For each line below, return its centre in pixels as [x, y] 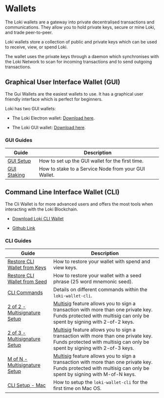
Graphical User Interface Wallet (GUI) [63, 82]
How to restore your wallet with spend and [102, 261]
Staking [16, 175]
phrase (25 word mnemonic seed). [93, 282]
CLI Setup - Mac [27, 385]
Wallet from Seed [27, 282]
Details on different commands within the [100, 290]
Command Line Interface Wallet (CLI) [62, 192]
